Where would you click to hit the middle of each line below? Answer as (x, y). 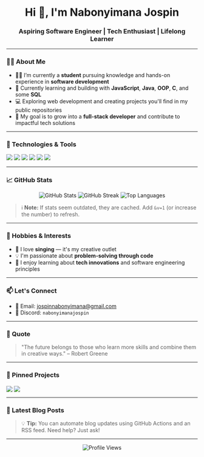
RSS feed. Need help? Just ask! (60, 430)
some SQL (28, 94)
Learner (102, 39)
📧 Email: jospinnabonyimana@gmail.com (66, 306)
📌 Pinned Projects (33, 375)
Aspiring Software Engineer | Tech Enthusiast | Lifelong (102, 32)
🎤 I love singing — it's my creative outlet (66, 249)
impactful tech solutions (45, 123)
